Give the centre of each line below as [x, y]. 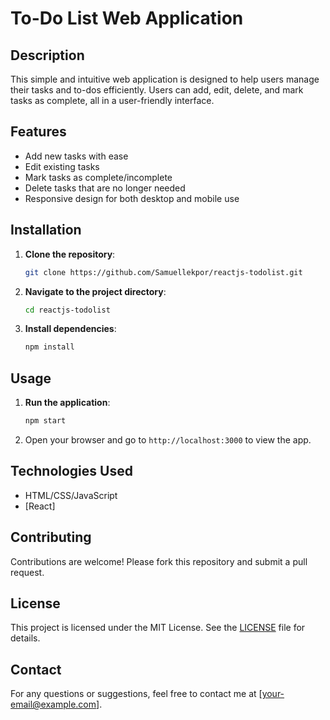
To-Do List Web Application [127, 18]
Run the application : [67, 403]
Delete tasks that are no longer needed [105, 188]
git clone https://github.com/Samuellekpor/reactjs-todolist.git [163, 272]
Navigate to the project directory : [95, 291]
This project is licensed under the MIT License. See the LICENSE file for [158, 628]
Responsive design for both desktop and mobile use [132, 198]
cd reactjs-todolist [67, 310]
